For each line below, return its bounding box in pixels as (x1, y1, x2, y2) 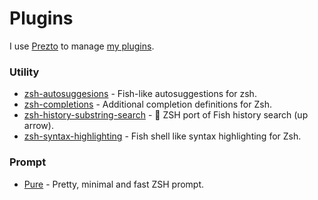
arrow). (23, 120, 54, 132)
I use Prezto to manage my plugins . (9, 40, 155, 52)
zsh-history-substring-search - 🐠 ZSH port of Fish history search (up (23, 109, 309, 121)
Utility (9, 65, 40, 79)
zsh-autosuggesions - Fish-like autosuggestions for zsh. (23, 88, 257, 100)
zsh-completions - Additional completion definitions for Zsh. (23, 98, 272, 111)
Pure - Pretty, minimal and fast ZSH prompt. (23, 178, 205, 190)
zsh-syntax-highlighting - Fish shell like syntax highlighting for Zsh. (23, 130, 302, 142)
